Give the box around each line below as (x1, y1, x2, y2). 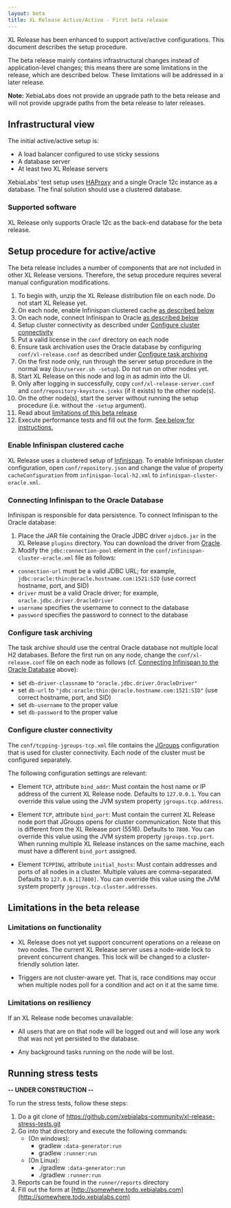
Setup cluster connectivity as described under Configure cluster (17, 321, 200, 329)
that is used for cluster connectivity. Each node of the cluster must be (8, 748, 206, 756)
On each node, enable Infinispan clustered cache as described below (17, 306, 215, 315)
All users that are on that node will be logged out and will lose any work (17, 1027, 221, 1035)
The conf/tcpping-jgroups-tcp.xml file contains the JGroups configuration (8, 741, 219, 749)
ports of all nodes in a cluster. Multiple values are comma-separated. (17, 867, 213, 876)
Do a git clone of (17, 1112, 65, 1121)
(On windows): (27, 1134, 70, 1143)
